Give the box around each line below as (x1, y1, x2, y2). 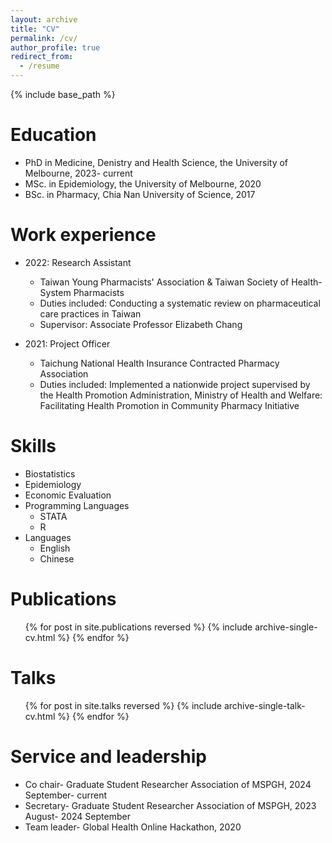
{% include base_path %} (10, 89, 116, 100)
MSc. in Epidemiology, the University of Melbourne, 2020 (24, 177, 262, 190)
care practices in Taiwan (39, 307, 142, 320)
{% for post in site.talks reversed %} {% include (24, 699, 223, 711)
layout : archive (10, 14, 78, 25)
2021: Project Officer (24, 337, 111, 350)
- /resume (19, 61, 60, 71)
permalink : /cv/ (10, 33, 78, 43)
